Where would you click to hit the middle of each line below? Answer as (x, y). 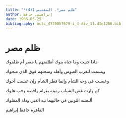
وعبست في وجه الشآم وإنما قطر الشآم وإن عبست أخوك (58, 81)
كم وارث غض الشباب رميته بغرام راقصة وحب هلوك (53, 91)
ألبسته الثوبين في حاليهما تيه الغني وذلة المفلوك (49, 100)
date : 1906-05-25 (24, 19)
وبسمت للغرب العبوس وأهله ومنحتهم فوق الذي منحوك (56, 71)
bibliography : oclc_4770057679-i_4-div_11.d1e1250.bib (63, 24)
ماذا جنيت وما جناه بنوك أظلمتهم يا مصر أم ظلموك (52, 62)
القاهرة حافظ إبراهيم (25, 110)
